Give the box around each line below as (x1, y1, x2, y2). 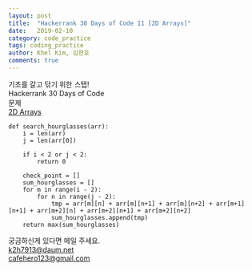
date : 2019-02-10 (8, 26, 74, 34)
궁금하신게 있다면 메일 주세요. (8, 236, 101, 245)
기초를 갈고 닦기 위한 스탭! (8, 79, 90, 89)
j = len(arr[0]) (22, 136, 78, 144)
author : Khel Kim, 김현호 (8, 49, 90, 57)
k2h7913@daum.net (8, 245, 74, 254)
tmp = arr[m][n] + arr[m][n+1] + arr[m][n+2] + (50, 200, 214, 208)
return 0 (37, 157, 66, 165)
